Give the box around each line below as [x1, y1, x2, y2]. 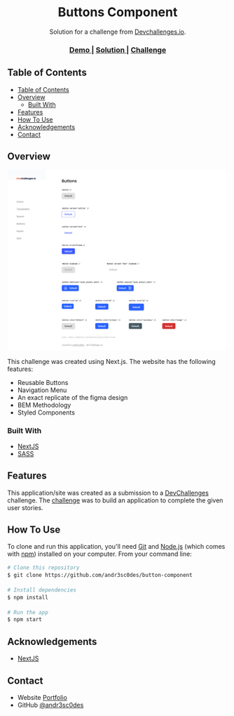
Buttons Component [57, 4, 178, 20]
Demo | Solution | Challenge [69, 45, 167, 55]
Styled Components [17, 408, 76, 417]
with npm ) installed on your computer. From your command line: [7, 549, 193, 559]
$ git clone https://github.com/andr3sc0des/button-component [7, 572, 193, 579]
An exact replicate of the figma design [17, 393, 128, 402]
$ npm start [7, 616, 42, 623]
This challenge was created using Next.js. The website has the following [7, 358, 216, 366]
